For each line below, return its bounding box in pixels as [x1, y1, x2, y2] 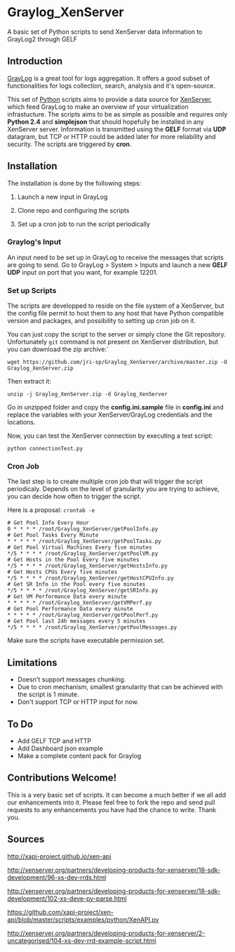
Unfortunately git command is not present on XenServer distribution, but [7, 338, 219, 346]
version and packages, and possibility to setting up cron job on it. [7, 317, 196, 325]
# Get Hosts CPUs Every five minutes [7, 568, 118, 576]
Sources [7, 833, 45, 845]
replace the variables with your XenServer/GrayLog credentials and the [7, 410, 213, 419]
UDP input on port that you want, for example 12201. [7, 268, 158, 276]
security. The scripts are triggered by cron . [7, 140, 132, 148]
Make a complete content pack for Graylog [17, 752, 142, 760]
